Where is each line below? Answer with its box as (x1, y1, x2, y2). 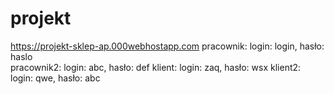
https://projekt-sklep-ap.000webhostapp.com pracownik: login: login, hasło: (10, 40, 325, 52)
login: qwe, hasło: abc (10, 72, 101, 84)
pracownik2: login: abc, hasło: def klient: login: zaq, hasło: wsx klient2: (10, 61, 302, 73)
